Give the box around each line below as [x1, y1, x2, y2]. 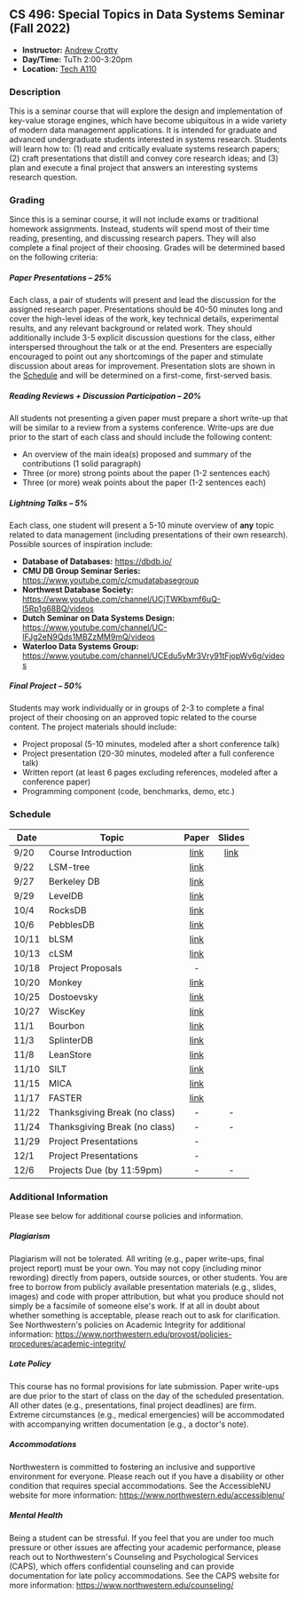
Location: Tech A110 [21, 63, 98, 74]
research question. [9, 172, 78, 183]
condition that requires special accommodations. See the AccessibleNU [9, 1480, 271, 1491]
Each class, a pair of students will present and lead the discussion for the [9, 295, 277, 306]
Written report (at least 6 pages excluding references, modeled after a [21, 768, 278, 778]
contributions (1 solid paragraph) [21, 458, 142, 469]
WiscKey [48, 1005, 86, 1017]
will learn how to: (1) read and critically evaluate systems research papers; [9, 144, 280, 155]
